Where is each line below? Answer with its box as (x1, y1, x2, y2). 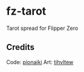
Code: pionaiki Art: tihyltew (6, 58, 74, 65)
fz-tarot (6, 4, 47, 18)
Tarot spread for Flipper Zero (6, 24, 79, 32)
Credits (6, 42, 35, 52)
